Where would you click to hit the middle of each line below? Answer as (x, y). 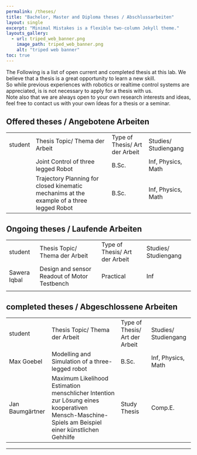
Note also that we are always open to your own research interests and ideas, (98, 97)
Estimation (66, 386)
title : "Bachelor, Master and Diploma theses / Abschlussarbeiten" (90, 17)
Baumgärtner (27, 411)
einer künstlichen (76, 430)
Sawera (20, 273)
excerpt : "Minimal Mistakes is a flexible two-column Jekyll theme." (93, 28)
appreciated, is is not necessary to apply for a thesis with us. (79, 91)
